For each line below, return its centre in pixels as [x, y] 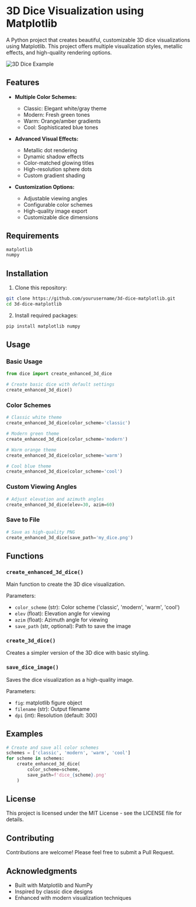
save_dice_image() [32, 667]
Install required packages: [46, 315]
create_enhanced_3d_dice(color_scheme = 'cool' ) [64, 472]
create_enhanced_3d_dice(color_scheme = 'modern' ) [67, 439]
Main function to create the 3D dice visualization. [66, 584]
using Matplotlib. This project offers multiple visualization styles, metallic [94, 46]
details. [15, 819]
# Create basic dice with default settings [61, 384]
